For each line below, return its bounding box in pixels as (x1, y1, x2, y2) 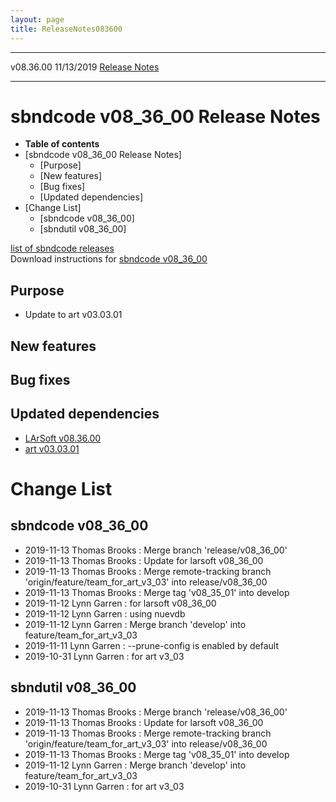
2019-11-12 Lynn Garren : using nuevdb (24, 607, 186, 620)
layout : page (10, 14, 65, 25)
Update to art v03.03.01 (24, 309, 123, 321)
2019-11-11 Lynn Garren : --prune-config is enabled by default (24, 639, 280, 651)
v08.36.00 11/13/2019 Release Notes (10, 61, 160, 73)
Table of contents (24, 138, 100, 150)
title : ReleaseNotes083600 (10, 24, 123, 34)
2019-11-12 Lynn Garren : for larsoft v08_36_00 (24, 597, 217, 609)
